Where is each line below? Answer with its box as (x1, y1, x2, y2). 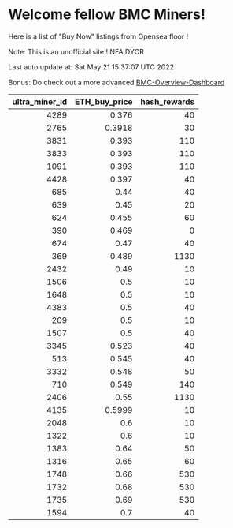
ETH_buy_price (74, 96, 133, 107)
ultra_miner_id (12, 96, 68, 107)
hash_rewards (140, 96, 195, 107)
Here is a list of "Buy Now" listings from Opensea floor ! (8, 32, 189, 41)
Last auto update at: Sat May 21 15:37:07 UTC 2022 (8, 62, 175, 72)
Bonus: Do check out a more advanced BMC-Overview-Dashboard (8, 77, 225, 87)
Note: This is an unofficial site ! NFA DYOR (8, 47, 144, 56)
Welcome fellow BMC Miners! (8, 6, 206, 24)
